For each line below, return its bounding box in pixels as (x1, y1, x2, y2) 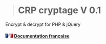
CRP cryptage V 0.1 (17, 5, 101, 16)
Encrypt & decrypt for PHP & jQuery (5, 21, 81, 27)
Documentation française (14, 33, 70, 39)
